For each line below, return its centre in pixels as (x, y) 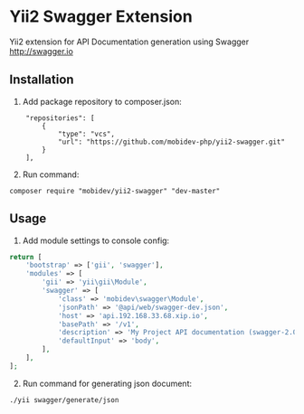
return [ (26, 257)
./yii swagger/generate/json (64, 400)
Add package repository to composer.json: (102, 101)
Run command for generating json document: (107, 383)
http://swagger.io (42, 51)
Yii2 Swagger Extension (101, 17)
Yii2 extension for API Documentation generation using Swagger (129, 42)
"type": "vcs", (86, 134)
